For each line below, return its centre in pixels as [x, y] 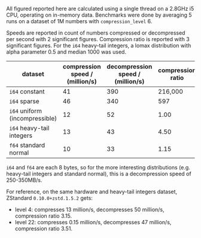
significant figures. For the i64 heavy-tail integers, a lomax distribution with [99, 45]
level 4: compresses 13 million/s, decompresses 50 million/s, [89, 209]
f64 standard [27, 145]
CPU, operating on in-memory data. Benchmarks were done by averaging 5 [99, 15]
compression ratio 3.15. [43, 216]
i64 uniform [25, 111]
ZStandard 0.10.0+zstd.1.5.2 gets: [49, 198]
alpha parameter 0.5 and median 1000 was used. [66, 52]
